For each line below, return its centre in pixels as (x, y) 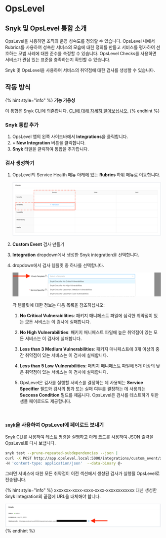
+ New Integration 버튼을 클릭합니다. (49, 143)
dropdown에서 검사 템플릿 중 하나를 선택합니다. (58, 266)
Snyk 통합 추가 (22, 125)
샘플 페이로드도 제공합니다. (45, 401)
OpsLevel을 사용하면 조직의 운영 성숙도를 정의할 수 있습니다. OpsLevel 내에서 (80, 41)
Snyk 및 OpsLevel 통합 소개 (46, 28)
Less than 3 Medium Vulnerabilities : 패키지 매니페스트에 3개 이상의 (87, 349)
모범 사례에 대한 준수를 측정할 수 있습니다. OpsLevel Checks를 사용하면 (87, 53)
